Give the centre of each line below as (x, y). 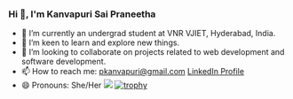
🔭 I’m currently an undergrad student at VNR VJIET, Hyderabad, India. (148, 34)
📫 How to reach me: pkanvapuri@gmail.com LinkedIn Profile (133, 72)
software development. (63, 62)
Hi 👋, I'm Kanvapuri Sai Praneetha (82, 14)
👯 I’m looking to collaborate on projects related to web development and (153, 52)
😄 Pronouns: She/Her (61, 85)
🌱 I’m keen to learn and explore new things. (100, 42)
